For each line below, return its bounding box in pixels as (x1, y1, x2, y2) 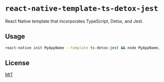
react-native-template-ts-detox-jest (5, 4, 159, 13)
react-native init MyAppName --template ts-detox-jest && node (5, 45, 137, 50)
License (5, 59, 30, 67)
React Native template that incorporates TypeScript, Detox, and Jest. (5, 18, 143, 24)
